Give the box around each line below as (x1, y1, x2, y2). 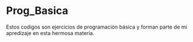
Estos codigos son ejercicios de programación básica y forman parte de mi (6, 23, 188, 30)
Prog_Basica (6, 4, 69, 17)
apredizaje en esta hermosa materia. (6, 29, 95, 36)
